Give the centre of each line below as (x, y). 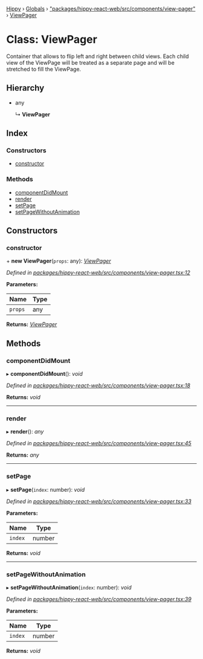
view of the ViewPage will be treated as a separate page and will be (91, 62)
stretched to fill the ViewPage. (44, 69)
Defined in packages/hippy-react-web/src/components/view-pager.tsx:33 (99, 501)
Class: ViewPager (52, 40)
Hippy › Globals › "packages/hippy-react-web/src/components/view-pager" (101, 9)
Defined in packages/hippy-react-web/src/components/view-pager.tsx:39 (99, 599)
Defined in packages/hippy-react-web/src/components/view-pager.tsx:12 (98, 273)
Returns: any (23, 455)
